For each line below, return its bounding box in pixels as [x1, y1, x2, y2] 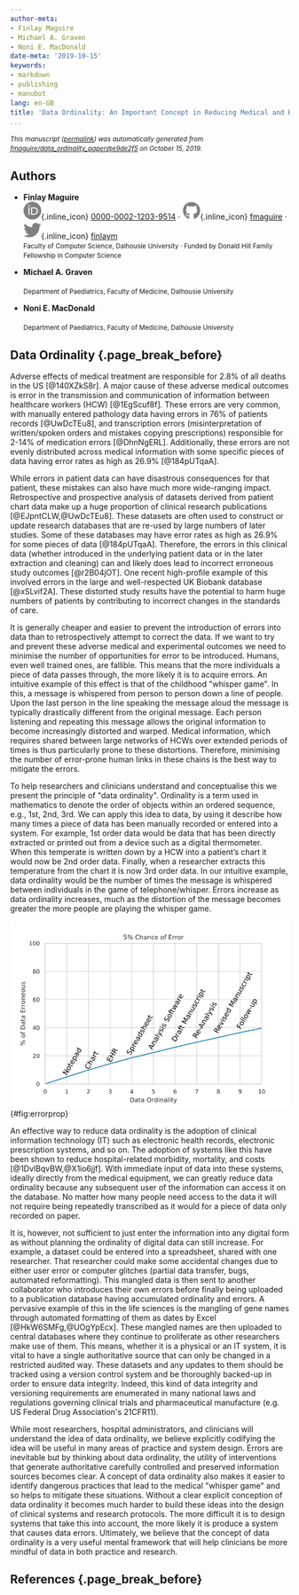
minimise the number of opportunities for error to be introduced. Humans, [10, 650, 279, 661]
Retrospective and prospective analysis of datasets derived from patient [10, 492, 274, 502]
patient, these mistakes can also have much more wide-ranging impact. [10, 483, 271, 492]
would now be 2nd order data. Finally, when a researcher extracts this [10, 856, 265, 867]
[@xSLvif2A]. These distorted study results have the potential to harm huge [10, 586, 287, 596]
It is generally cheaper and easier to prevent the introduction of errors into [10, 622, 282, 632]
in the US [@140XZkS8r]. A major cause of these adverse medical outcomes [10, 381, 289, 390]
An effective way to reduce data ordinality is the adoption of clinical [10, 1126, 256, 1135]
